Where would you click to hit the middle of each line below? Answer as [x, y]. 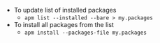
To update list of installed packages [65, 10]
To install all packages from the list [64, 25]
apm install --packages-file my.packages [85, 33]
